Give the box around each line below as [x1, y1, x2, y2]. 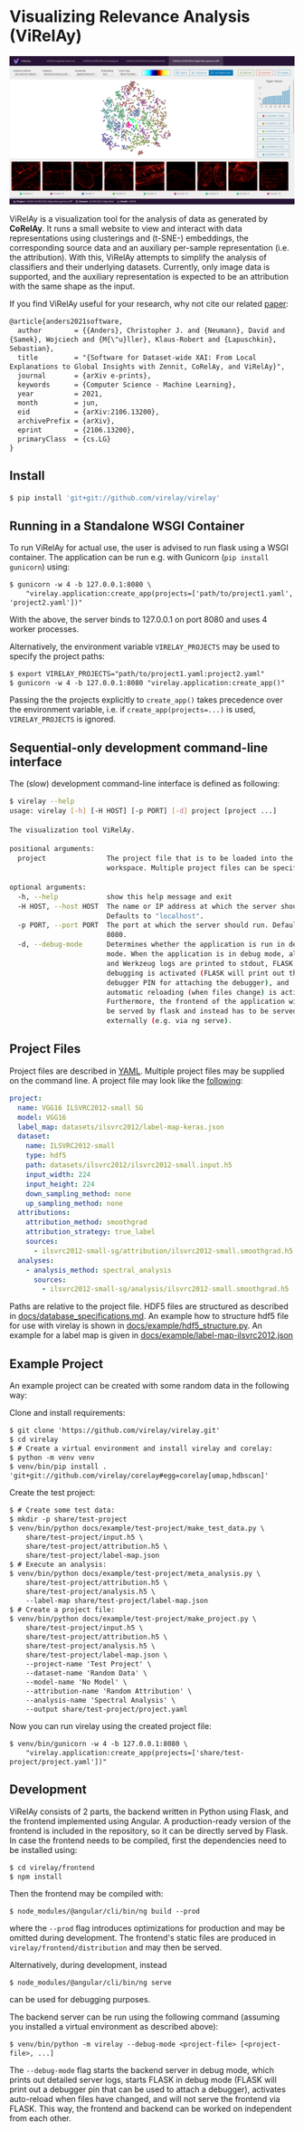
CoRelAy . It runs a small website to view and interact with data [9, 223, 242, 234]
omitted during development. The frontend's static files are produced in [9, 1932, 276, 1943]
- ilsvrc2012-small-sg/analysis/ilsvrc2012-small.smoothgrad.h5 [42, 1285, 290, 1294]
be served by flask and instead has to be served [106, 1007, 298, 1016]
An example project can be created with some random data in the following [9, 1381, 290, 1391]
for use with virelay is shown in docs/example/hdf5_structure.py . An [9, 1320, 262, 1332]
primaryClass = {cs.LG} [17, 435, 111, 444]
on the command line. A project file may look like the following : [9, 1075, 243, 1085]
